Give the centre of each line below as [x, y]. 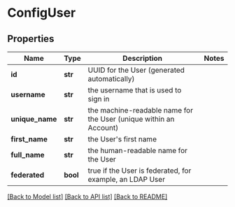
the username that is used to [135, 90]
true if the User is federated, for [140, 171]
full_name [28, 155]
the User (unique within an [131, 119]
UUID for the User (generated [136, 70]
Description [142, 58]
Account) [103, 128]
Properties [31, 39]
